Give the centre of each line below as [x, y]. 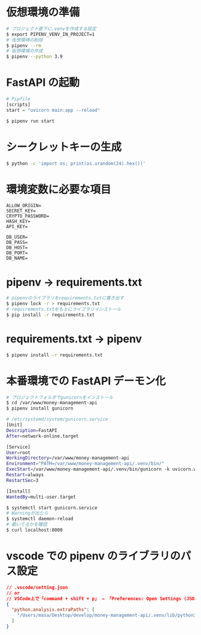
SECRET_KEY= [21, 211]
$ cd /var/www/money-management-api [52, 403]
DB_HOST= [17, 248]
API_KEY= [17, 227]
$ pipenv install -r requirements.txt [54, 355]
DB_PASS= [17, 243]
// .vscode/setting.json [37, 587]
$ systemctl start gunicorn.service [52, 508]
